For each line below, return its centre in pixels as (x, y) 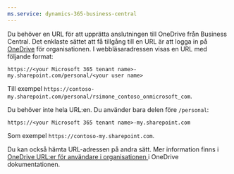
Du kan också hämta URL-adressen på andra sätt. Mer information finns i (113, 149)
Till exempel (25, 88)
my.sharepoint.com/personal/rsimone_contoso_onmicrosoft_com (99, 97)
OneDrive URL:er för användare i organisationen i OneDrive (93, 156)
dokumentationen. (34, 164)
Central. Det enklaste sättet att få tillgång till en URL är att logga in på (107, 41)
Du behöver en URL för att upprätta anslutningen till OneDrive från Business (117, 34)
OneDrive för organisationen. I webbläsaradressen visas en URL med (107, 49)
